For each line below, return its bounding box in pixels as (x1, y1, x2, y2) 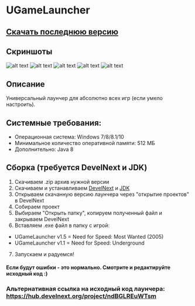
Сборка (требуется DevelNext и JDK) (6, 163, 148, 173)
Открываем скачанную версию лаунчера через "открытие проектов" (14, 191, 189, 198)
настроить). (6, 101, 36, 108)
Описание (6, 79, 45, 89)
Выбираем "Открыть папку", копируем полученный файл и (14, 209, 163, 216)
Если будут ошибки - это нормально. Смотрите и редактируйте (6, 264, 171, 271)
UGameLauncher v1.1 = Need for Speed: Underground (14, 239, 145, 246)
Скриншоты (6, 46, 53, 56)
